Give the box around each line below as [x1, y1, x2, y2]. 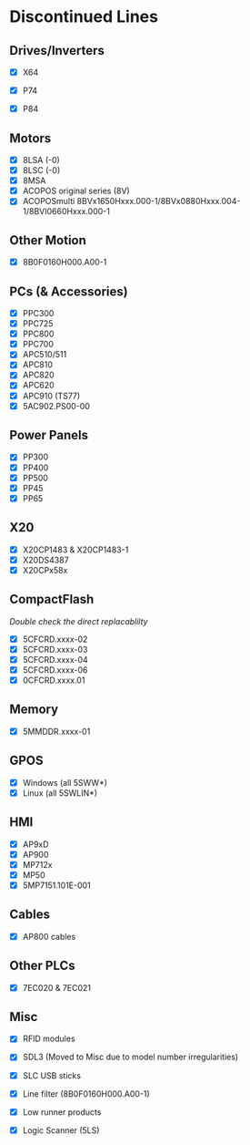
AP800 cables [22, 931, 76, 942]
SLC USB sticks [22, 1069, 82, 1081]
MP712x [22, 859, 53, 870]
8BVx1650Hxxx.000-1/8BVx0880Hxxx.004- [76, 196, 241, 207]
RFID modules [22, 1033, 75, 1045]
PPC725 [22, 318, 54, 329]
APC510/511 [22, 349, 67, 360]
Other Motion [9, 232, 86, 248]
